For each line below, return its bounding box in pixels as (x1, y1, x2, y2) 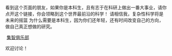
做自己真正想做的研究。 (5, 23, 55, 30)
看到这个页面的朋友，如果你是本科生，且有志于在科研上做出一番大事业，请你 (5, 5, 167, 10)
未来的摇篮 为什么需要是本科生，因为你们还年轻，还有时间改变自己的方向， (5, 17, 164, 23)
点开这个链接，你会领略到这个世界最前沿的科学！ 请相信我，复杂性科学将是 (5, 11, 164, 17)
